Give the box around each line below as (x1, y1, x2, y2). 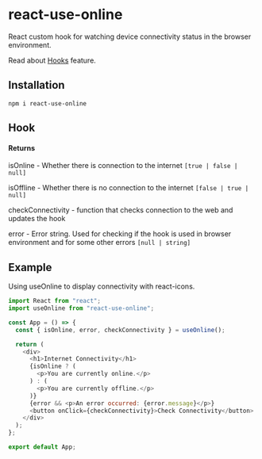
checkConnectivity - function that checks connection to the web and (8, 205, 233, 215)
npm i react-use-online (8, 99, 87, 108)
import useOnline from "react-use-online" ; (8, 304, 155, 312)
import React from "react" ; (8, 297, 102, 305)
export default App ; (8, 443, 77, 451)
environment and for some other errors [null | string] (8, 238, 191, 247)
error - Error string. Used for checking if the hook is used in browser (8, 229, 232, 239)
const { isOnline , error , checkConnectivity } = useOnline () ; (15, 326, 225, 334)
